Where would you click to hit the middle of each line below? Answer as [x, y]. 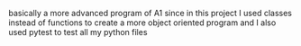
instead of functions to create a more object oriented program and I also [142, 23]
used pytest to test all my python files [78, 32]
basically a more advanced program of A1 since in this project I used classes [150, 13]
